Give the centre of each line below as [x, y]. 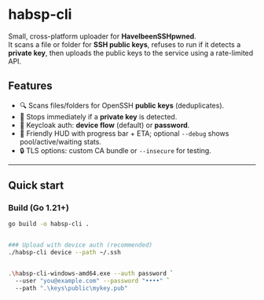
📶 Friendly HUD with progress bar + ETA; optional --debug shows [124, 133]
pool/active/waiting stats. [60, 141]
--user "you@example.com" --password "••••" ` [93, 280]
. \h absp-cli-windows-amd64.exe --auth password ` [91, 274]
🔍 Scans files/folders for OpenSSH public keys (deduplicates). [122, 105]
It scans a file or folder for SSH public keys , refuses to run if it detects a [125, 44]
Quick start [36, 186]
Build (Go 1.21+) [38, 208]
